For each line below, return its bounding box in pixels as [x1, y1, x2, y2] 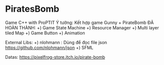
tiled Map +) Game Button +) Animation [5, 30, 85, 36]
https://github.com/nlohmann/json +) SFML [5, 44, 94, 50]
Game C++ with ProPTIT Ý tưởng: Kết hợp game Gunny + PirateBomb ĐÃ [5, 20, 154, 25]
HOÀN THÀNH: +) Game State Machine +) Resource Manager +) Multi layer [5, 24, 160, 30]
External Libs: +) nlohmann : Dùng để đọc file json [5, 39, 108, 45]
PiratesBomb [5, 3, 59, 15]
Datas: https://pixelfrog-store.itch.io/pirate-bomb [5, 54, 106, 60]
